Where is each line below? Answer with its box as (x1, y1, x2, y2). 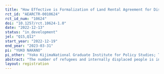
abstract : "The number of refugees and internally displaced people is (5, 57, 154, 62)
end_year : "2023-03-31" (5, 43, 54, 48)
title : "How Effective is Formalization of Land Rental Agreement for (5, 7, 152, 12)
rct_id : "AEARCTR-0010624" (5, 12, 60, 17)
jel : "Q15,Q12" (5, 35, 36, 39)
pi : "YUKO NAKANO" (5, 48, 42, 53)
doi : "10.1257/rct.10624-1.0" (5, 20, 67, 26)
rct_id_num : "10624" (5, 16, 47, 21)
